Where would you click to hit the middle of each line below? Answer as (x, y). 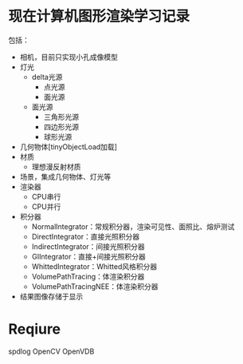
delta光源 (47, 77)
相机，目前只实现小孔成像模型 (69, 57)
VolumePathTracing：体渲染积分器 (88, 276)
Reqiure (35, 329)
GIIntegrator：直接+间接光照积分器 (88, 256)
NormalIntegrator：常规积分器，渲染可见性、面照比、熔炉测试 (133, 226)
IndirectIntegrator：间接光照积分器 (88, 246)
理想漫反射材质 (56, 166)
